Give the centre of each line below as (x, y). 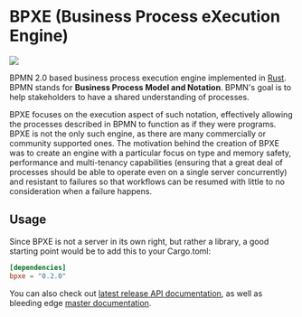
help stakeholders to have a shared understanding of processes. (130, 97)
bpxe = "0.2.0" (38, 276)
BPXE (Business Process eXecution (145, 17)
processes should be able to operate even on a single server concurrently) (148, 172)
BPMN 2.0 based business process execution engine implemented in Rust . (148, 78)
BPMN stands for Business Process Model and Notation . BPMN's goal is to (151, 87)
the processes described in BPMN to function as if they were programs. (143, 124)
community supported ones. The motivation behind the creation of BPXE (145, 143)
